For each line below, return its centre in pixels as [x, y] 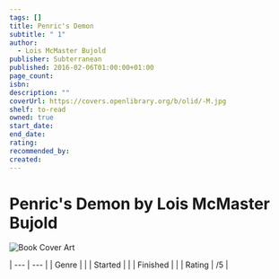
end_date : [28, 135]
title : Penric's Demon [52, 26]
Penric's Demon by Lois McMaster [140, 204]
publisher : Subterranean [56, 59]
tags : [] [26, 17]
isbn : [19, 84]
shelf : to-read [38, 109]
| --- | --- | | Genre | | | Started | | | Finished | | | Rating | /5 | [119, 265]
